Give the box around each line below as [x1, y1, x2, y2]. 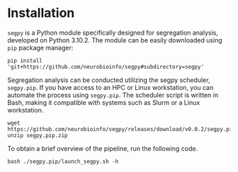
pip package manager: [7, 43, 74, 52]
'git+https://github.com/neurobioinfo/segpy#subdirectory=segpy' [7, 63, 204, 70]
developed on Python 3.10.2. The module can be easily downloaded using [7, 35, 223, 44]
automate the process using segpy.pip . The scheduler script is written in [7, 91, 218, 99]
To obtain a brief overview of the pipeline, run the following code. [7, 144, 198, 153]
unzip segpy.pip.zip [7, 132, 69, 139]
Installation [7, 5, 75, 21]
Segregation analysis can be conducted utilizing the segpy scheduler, [7, 76, 210, 84]
